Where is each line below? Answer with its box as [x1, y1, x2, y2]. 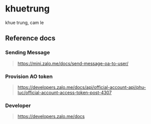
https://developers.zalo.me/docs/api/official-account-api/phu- [17, 84, 146, 90]
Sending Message [5, 49, 50, 56]
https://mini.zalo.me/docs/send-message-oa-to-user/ [17, 60, 128, 66]
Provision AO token [5, 73, 53, 80]
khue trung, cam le [5, 19, 44, 25]
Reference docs [5, 34, 56, 42]
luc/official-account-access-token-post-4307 [17, 89, 112, 95]
